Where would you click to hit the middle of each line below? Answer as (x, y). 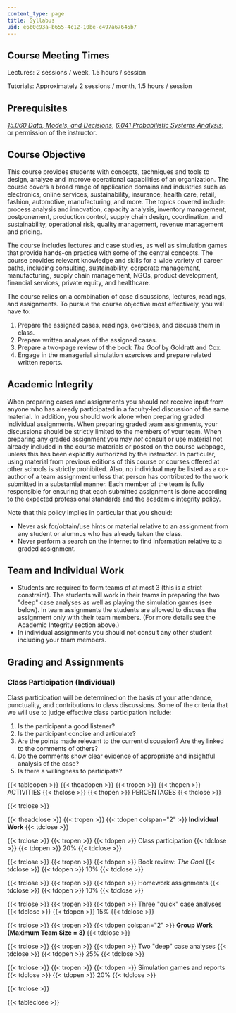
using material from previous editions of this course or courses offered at (113, 461)
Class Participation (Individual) (61, 682)
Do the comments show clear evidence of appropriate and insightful (116, 756)
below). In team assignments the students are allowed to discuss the (117, 610)
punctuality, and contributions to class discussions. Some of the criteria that (118, 705)
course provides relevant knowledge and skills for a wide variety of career (115, 260)
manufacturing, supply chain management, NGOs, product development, (113, 275)
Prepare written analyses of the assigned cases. (87, 340)
